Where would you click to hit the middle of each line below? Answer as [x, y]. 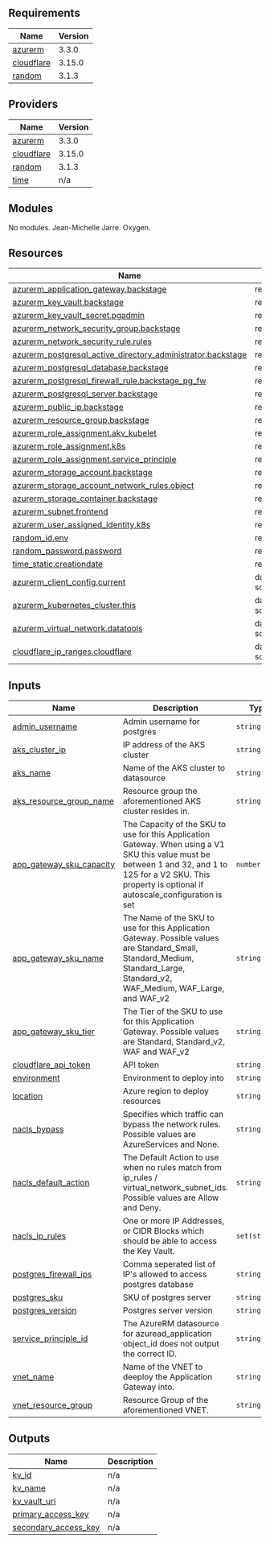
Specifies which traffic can [173, 1115]
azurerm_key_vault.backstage [68, 303]
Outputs [29, 1439]
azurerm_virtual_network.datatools [78, 629]
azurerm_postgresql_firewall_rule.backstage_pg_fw [109, 381]
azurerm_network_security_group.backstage [96, 329]
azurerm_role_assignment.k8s [69, 446]
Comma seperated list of [169, 1264]
